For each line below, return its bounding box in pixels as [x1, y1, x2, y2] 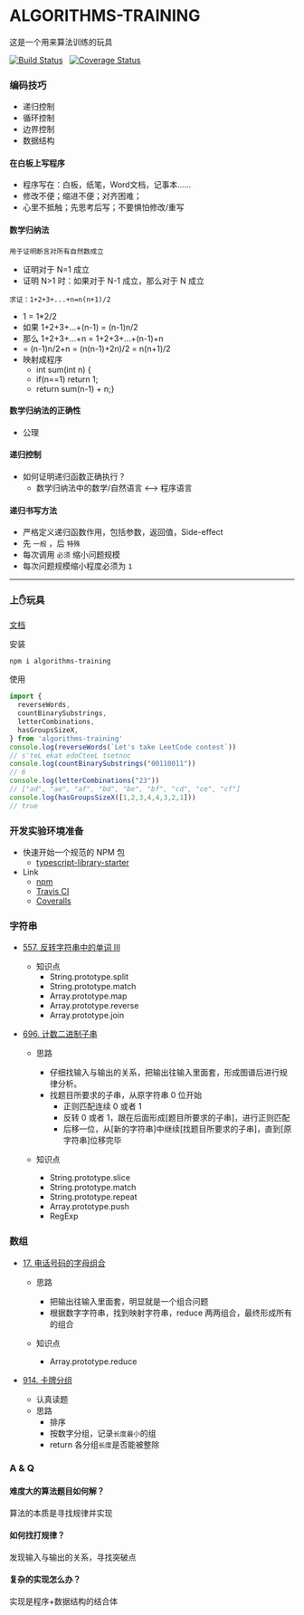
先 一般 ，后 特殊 [22, 538, 81, 549]
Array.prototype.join [49, 1010, 125, 1021]
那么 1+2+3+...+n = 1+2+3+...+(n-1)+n [22, 332, 165, 344]
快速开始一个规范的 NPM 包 [22, 846, 125, 857]
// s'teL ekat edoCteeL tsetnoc [9, 750, 131, 760]
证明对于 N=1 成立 [22, 263, 90, 274]
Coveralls [35, 895, 72, 906]
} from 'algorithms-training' [9, 734, 124, 743]
